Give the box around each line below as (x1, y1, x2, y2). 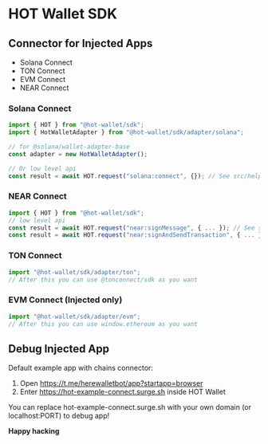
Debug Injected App (8, 342, 110, 356)
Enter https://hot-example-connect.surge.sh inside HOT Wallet (19, 387, 226, 397)
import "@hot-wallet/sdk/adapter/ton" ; (8, 268, 141, 276)
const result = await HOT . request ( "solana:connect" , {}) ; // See (8, 172, 230, 180)
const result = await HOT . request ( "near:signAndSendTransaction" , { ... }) (8, 231, 266, 239)
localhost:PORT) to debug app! (8, 411, 110, 421)
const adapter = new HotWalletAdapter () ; (8, 150, 148, 158)
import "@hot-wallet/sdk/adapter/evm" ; (8, 312, 141, 320)
